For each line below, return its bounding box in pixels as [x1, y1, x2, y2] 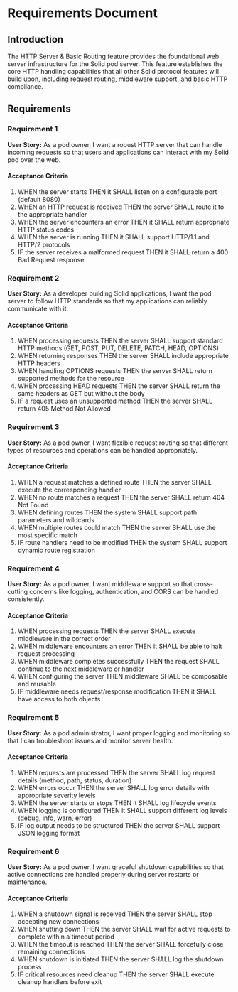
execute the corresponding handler [17, 485, 121, 494]
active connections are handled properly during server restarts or [7, 870, 199, 879]
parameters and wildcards [17, 515, 94, 524]
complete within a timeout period [17, 932, 115, 941]
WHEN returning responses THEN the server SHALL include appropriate [17, 352, 229, 360]
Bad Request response [17, 255, 85, 264]
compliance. [7, 82, 44, 90]
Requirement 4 [7, 564, 60, 573]
